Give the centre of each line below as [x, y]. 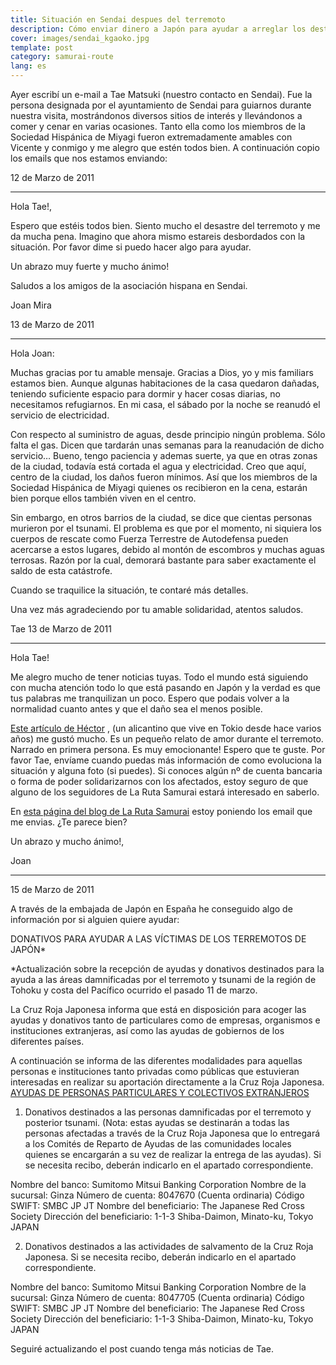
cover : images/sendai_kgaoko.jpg [80, 38]
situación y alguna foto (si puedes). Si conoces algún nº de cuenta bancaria [166, 770]
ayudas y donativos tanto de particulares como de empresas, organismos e [165, 1020]
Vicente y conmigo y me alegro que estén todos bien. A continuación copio [165, 147]
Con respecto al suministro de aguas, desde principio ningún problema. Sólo [168, 434]
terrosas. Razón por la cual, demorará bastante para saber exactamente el [163, 560]
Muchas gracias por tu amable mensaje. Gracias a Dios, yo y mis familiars [162, 372]
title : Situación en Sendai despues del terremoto [118, 19]
